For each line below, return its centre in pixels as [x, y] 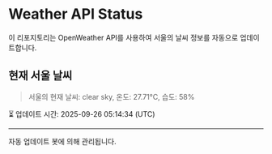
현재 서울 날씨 [40, 76]
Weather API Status [76, 14]
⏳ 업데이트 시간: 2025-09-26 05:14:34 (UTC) [82, 113]
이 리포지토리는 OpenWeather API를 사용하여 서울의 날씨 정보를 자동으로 [123, 37]
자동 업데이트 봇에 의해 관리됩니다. [62, 141]
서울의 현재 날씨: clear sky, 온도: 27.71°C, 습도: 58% [111, 96]
